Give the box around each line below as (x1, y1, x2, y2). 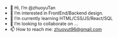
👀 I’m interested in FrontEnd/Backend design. (10, 10, 103, 16)
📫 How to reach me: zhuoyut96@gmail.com (10, 26, 102, 32)
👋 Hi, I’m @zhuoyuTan (10, 5, 56, 10)
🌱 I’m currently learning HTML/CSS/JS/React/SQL (10, 15, 113, 21)
